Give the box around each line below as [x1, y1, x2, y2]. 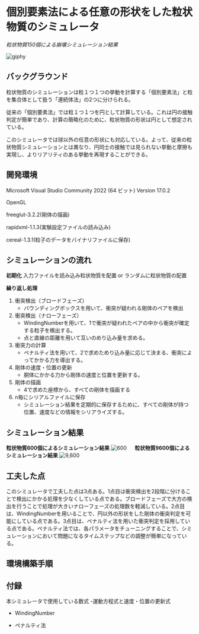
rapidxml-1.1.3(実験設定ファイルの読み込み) [6, 223, 111, 230]
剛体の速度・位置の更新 [14, 364, 72, 371]
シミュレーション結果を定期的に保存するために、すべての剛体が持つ [23, 401, 190, 408]
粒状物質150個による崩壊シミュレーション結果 [6, 41, 118, 48]
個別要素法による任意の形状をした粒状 [6, 5, 193, 19]
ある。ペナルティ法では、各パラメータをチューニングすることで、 [21, 525, 182, 532]
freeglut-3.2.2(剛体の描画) [6, 211, 70, 218]
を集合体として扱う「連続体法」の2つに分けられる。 [6, 96, 134, 103]
